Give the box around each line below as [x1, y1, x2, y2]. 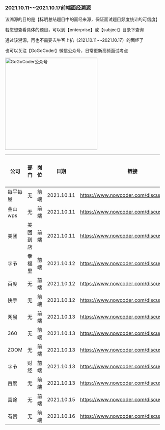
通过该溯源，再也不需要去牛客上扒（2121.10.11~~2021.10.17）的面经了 [5, 37, 144, 43]
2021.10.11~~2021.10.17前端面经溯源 [5, 4, 91, 11]
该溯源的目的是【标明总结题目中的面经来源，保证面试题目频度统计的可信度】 [5, 16, 160, 23]
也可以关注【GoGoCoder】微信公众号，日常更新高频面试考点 [5, 48, 129, 54]
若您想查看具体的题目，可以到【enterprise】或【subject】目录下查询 [5, 27, 144, 33]
